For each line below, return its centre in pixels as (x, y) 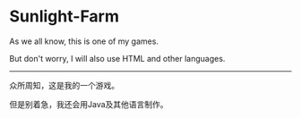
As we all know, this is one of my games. (84, 41)
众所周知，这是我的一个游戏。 (64, 85)
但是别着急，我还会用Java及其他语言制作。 (89, 104)
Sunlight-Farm (64, 17)
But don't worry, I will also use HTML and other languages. (117, 58)
